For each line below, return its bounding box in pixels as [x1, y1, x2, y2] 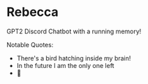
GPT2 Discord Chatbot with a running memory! [6, 27, 142, 35]
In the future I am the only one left [16, 61, 114, 69]
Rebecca [6, 4, 59, 20]
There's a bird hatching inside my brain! [16, 53, 131, 62]
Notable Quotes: [6, 40, 54, 49]
